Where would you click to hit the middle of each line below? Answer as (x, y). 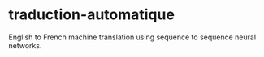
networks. (25, 45)
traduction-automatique (91, 15)
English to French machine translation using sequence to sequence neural (132, 37)
